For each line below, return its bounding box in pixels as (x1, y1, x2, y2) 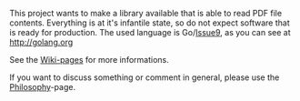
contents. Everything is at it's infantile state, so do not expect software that (9, 17, 290, 28)
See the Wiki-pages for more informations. (9, 55, 170, 65)
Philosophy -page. (9, 82, 75, 92)
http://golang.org (9, 36, 74, 47)
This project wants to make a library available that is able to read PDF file (9, 8, 283, 18)
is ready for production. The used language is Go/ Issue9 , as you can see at (9, 27, 291, 37)
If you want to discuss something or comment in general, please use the (9, 72, 280, 83)
